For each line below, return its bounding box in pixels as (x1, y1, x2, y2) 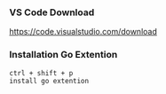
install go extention (9, 76, 90, 85)
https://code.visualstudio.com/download (9, 27, 157, 37)
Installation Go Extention (9, 49, 118, 61)
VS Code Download (9, 6, 95, 19)
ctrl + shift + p (9, 68, 74, 77)
